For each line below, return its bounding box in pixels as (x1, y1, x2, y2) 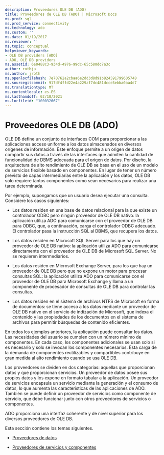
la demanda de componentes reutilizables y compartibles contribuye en (5, 350, 150, 356)
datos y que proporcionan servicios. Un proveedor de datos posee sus (5, 370, 148, 376)
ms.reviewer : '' (5, 39, 38, 44)
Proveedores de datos (12, 435, 57, 441)
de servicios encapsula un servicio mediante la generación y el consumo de (5, 380, 158, 386)
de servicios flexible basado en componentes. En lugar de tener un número (5, 168, 157, 173)
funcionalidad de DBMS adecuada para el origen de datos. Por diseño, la (5, 157, 152, 163)
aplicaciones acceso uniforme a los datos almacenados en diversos (5, 141, 142, 147)
